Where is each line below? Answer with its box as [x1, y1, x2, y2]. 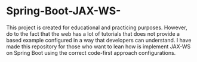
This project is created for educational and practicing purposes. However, [6, 24, 187, 31]
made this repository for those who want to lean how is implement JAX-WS [6, 43, 191, 50]
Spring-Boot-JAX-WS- [6, 4, 121, 18]
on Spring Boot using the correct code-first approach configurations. [6, 49, 176, 56]
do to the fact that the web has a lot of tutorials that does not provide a [6, 30, 180, 37]
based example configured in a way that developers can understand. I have [6, 36, 192, 44]
